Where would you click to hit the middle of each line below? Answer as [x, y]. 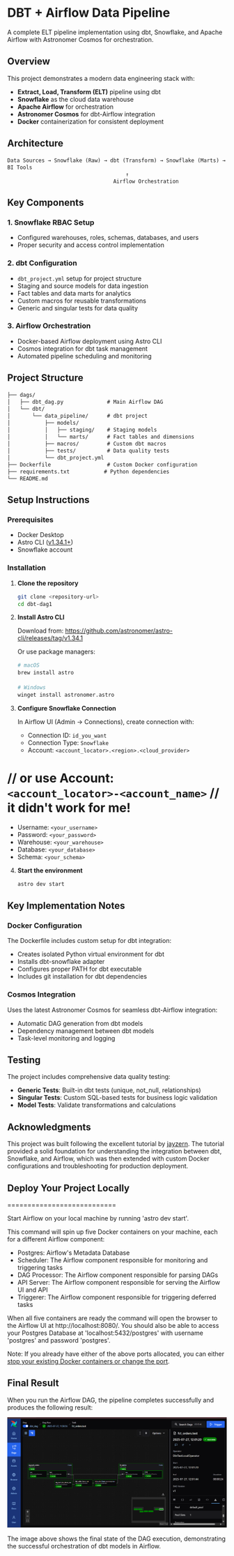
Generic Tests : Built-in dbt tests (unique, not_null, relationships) [109, 1090]
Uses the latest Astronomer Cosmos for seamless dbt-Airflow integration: [112, 1010]
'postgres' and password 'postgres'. [59, 1340]
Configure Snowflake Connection [67, 708]
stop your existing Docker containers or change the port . [88, 1361]
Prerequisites [30, 520]
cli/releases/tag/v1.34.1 [50, 638]
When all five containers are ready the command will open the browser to [112, 1318]
